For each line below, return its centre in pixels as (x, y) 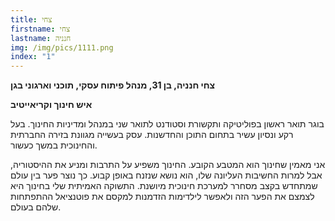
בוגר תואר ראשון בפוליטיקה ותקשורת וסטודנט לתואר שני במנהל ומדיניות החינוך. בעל (167, 124)
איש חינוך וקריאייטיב (51, 105)
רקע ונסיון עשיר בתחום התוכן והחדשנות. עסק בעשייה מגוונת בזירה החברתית (152, 135)
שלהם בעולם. (36, 207)
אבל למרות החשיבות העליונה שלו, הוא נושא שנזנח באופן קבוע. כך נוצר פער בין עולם (166, 175)
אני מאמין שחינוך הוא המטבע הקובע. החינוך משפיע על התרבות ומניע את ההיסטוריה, (168, 165)
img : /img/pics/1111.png (62, 47)
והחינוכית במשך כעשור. (54, 145)
